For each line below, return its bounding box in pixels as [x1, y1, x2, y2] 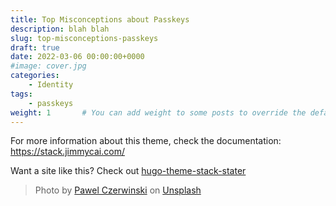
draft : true [10, 42, 60, 53]
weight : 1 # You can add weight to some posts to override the [10, 107, 307, 118]
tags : [10, 89, 33, 99]
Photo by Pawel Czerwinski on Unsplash [34, 184, 202, 196]
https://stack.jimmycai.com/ [10, 146, 125, 158]
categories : [10, 71, 60, 81]
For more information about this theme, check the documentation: [10, 135, 282, 147]
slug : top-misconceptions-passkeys [10, 33, 159, 43]
